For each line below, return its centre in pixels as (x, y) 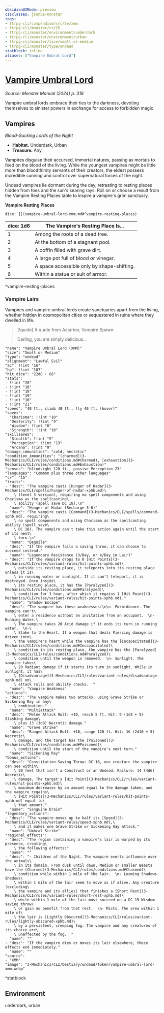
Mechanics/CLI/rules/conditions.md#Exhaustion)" (56, 465)
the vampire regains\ (27, 792)
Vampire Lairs (22, 299)
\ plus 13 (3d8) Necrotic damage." (50, 723)
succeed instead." (24, 551)
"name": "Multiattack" (33, 710)
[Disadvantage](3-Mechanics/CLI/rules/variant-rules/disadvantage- (89, 676)
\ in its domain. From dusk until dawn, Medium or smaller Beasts (83, 866)
